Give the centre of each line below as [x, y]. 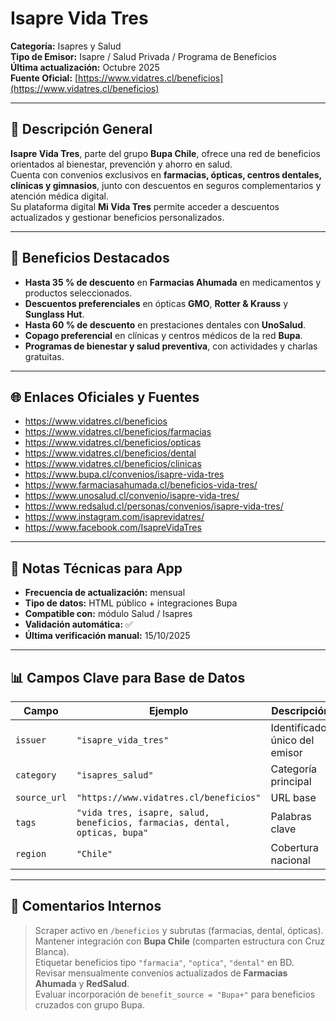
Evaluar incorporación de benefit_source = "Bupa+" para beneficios [175, 994]
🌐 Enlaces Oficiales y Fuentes [105, 397]
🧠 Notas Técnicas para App [96, 568]
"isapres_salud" [115, 775]
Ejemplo [168, 710]
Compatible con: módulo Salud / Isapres [108, 614]
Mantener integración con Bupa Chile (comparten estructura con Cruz [179, 941]
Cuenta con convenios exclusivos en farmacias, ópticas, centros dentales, [166, 174]
